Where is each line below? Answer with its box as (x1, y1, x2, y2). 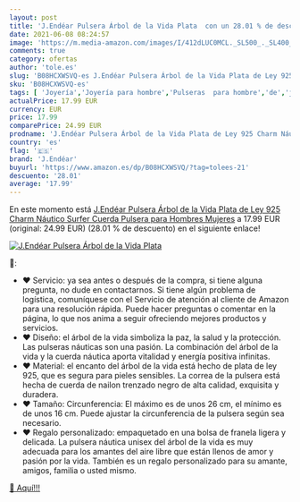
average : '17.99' (9, 180, 74, 189)
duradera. (21, 389, 59, 400)
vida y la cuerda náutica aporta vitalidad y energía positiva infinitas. (21, 351, 271, 362)
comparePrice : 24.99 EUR (9, 122, 102, 131)
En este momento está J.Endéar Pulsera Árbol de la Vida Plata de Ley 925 (9, 204, 281, 215)
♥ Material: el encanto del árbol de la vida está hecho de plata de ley (21, 361, 278, 371)
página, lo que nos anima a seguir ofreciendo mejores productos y (21, 313, 267, 324)
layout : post (9, 13, 58, 22)
